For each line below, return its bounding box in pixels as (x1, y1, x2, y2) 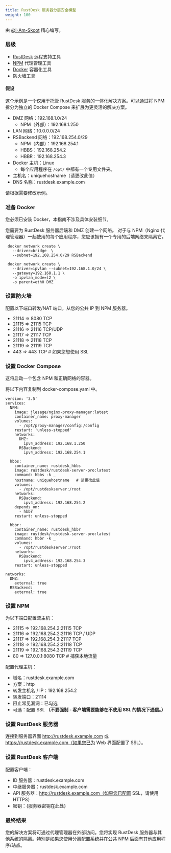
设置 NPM (5, 602, 30, 609)
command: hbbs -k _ (14, 472, 56, 477)
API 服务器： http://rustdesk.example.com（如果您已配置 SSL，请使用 (12, 790, 159, 796)
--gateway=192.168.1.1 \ (12, 271, 65, 276)
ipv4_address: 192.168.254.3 (23, 558, 86, 563)
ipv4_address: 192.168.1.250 (23, 441, 86, 446)
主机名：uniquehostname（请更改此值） (12, 172, 97, 178)
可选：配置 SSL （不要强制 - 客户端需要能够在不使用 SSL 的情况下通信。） (12, 707, 166, 713)
